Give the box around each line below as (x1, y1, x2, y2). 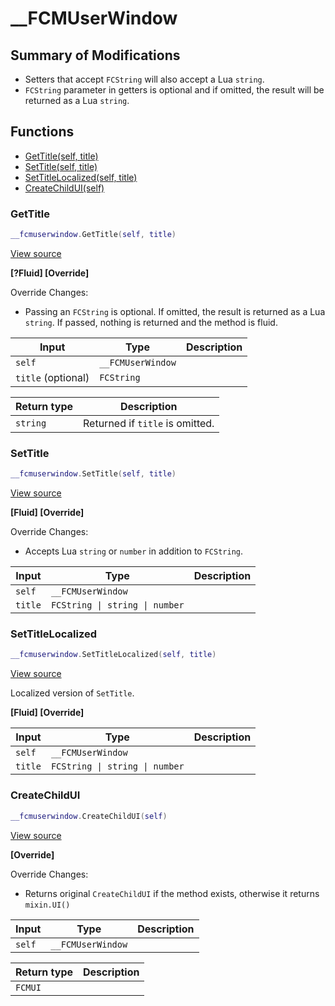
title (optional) (15, 370, 90, 384)
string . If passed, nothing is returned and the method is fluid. (24, 316, 278, 328)
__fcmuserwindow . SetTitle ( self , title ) (10, 469, 177, 479)
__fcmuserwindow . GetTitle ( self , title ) (10, 230, 177, 240)
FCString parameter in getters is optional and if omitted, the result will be (24, 84, 325, 96)
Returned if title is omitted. (83, 416, 215, 430)
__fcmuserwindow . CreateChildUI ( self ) (10, 811, 168, 821)
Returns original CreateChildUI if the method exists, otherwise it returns (24, 887, 320, 899)
